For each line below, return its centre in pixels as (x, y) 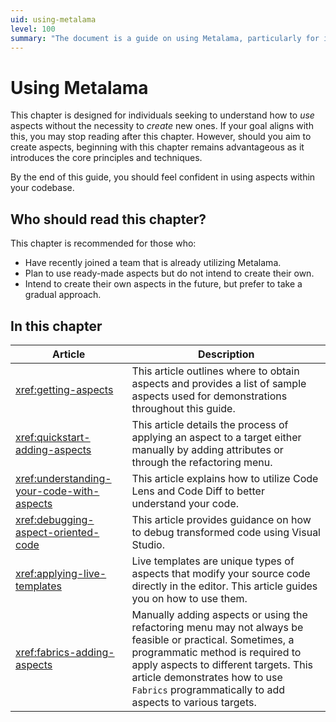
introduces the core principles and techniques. (106, 158)
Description (226, 354)
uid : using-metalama (53, 19)
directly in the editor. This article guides (224, 586)
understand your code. (185, 503)
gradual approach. (63, 295)
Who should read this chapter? (108, 219)
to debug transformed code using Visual (226, 532)
